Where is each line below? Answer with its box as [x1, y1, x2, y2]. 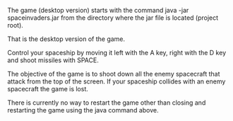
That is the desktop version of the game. [7, 35, 126, 43]
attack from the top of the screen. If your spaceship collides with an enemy [7, 77, 226, 86]
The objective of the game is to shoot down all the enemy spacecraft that [7, 70, 220, 78]
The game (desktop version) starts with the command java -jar [7, 6, 189, 14]
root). [7, 21, 23, 29]
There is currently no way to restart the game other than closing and [7, 98, 206, 107]
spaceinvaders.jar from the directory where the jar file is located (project [7, 13, 219, 22]
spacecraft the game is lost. [7, 85, 88, 93]
